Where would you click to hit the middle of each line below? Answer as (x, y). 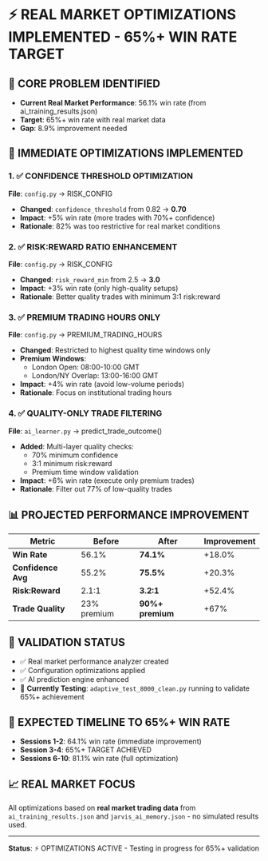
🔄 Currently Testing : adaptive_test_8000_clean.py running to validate (134, 688)
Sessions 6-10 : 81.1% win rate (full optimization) (99, 759)
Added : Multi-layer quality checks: (77, 446)
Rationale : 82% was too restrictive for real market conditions (120, 226)
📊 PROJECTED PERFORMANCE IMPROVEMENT (129, 514)
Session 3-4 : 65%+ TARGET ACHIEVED (85, 750)
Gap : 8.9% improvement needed (73, 128)
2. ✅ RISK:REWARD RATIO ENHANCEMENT (93, 246)
